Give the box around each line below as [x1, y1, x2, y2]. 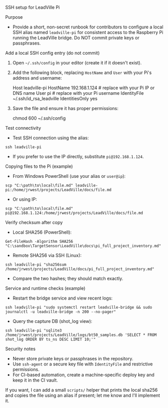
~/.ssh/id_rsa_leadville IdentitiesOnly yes [12, 96, 97, 101]
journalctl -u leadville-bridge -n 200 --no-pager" [5, 309, 116, 314]
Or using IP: [12, 196, 37, 202]
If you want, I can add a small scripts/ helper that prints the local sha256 [5, 387, 158, 393]
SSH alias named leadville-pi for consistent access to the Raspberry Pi [12, 29, 163, 35]
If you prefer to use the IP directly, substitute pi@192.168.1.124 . [12, 154, 144, 159]
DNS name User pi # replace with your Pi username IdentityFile [12, 90, 144, 96]
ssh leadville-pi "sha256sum [5, 262, 67, 267]
